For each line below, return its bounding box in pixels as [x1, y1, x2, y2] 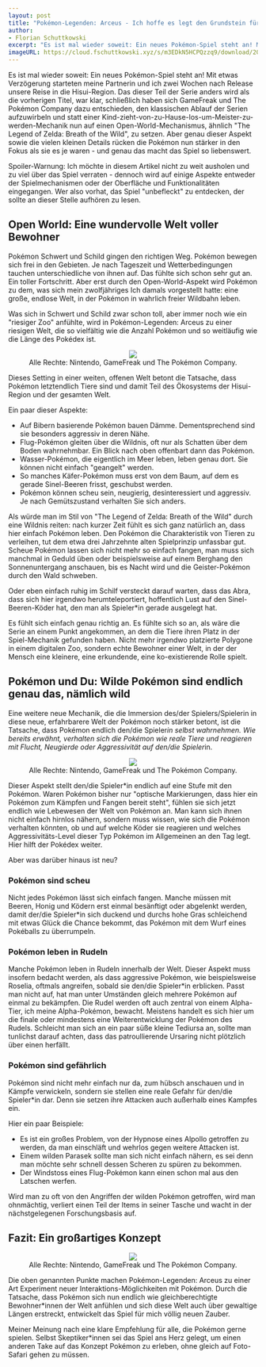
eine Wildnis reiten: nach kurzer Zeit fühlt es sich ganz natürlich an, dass [8, 520, 245, 530]
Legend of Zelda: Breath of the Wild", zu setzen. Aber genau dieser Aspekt [8, 129, 252, 139]
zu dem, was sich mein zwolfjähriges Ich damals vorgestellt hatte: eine [8, 285, 239, 294]
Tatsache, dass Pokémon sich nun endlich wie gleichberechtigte [8, 1292, 218, 1302]
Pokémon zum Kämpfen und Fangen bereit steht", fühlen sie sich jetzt [8, 798, 236, 807]
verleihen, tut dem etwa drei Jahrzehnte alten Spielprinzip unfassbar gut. [8, 537, 247, 546]
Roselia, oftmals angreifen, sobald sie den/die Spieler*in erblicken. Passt [8, 981, 245, 991]
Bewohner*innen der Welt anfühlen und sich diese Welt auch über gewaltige [8, 1301, 257, 1311]
